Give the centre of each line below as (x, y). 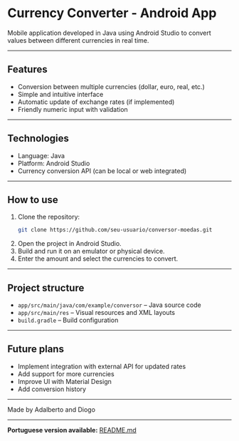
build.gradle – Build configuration (68, 320)
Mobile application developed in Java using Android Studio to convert (109, 33)
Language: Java (41, 155)
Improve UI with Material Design (65, 381)
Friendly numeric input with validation (73, 109)
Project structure (46, 287)
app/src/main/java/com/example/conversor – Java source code (109, 305)
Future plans (36, 349)
